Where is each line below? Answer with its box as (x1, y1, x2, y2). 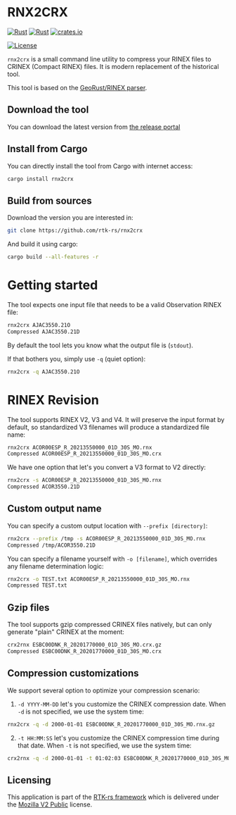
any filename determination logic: (7, 561, 104, 571)
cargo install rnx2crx (7, 175, 74, 182)
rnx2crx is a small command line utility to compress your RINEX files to (7, 54, 212, 63)
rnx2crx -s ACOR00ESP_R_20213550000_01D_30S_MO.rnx (7, 477, 162, 484)
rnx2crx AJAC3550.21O (7, 321, 71, 328)
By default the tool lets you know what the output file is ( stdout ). (7, 341, 194, 349)
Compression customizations (7, 667, 139, 680)
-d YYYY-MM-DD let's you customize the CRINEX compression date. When (17, 699, 226, 708)
